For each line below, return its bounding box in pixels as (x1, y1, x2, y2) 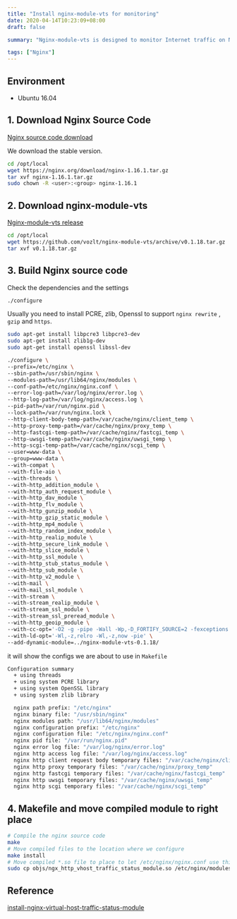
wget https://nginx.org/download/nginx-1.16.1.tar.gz (7, 167, 169, 174)
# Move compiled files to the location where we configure (7, 845, 185, 853)
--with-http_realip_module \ (7, 534, 93, 541)
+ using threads (13, 672, 61, 679)
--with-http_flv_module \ (7, 501, 83, 508)
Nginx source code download (7, 133, 93, 141)
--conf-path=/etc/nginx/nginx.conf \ (7, 383, 119, 390)
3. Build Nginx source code (7, 265, 128, 277)
